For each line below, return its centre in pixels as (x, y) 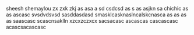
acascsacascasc (26, 27)
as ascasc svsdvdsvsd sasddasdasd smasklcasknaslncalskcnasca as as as (96, 15)
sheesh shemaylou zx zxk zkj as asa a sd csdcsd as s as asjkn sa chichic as (97, 8)
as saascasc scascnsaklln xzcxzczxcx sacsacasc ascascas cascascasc (92, 21)
